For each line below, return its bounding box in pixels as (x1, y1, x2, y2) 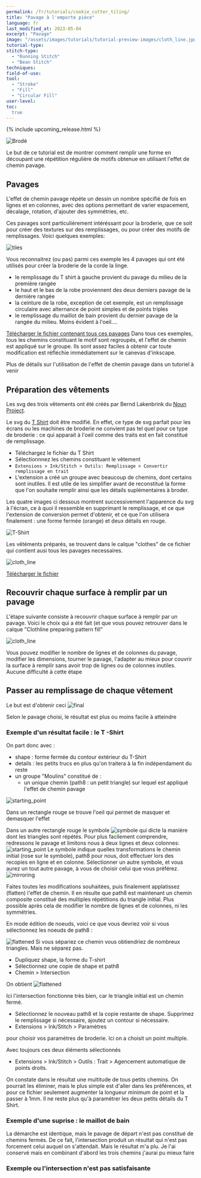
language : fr (6, 20, 39, 26)
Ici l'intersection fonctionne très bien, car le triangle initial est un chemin (6, 992, 184, 999)
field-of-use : (6, 70, 42, 76)
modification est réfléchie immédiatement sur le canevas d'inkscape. (6, 349, 176, 356)
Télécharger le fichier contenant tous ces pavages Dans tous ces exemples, (6, 330, 193, 337)
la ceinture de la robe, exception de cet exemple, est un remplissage (14, 299, 184, 306)
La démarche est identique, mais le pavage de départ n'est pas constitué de (6, 1130, 194, 1137)
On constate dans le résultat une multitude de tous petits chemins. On (6, 1076, 178, 1083)
